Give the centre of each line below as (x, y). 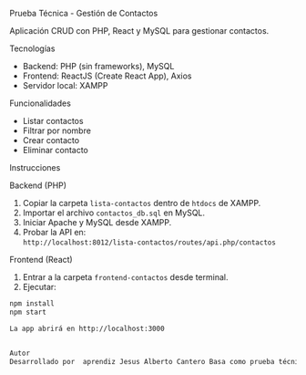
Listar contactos (53, 121)
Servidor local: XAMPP (65, 85)
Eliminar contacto (55, 150)
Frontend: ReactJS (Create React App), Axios (107, 76)
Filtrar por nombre (56, 130)
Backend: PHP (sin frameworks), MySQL (98, 66)
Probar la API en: (54, 232)
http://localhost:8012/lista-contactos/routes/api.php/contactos (149, 243)
